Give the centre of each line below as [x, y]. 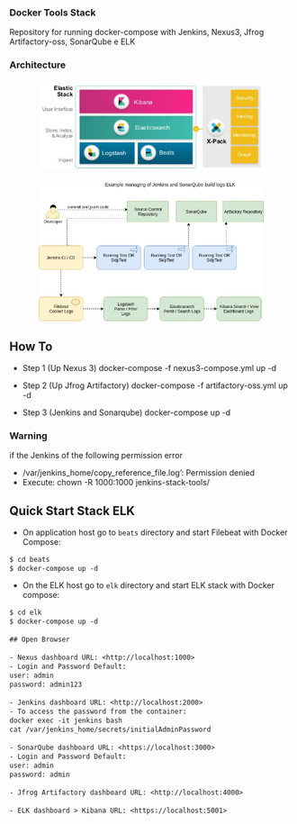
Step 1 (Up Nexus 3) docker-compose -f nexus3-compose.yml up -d [149, 367]
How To [31, 346]
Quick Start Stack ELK [72, 511]
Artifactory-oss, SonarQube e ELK [72, 41]
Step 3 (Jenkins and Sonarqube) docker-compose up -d [126, 412]
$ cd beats [30, 560]
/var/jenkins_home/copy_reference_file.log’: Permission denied [138, 473]
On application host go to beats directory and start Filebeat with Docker [155, 532]
